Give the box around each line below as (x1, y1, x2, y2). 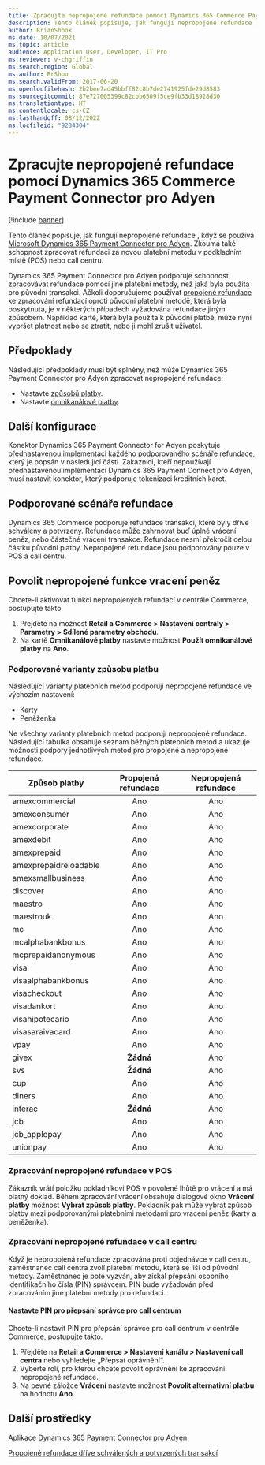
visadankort (12, 1001, 57, 1012)
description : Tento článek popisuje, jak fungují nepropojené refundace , (8, 19, 259, 27)
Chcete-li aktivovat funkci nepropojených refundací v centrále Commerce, (8, 595, 249, 604)
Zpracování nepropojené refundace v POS (8, 1165, 173, 1176)
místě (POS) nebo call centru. (8, 255, 104, 265)
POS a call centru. (8, 551, 67, 561)
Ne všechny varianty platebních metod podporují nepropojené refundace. (8, 729, 247, 738)
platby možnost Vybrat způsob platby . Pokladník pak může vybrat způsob (8, 1200, 252, 1210)
